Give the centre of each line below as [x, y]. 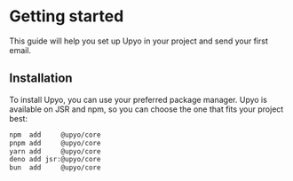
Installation [41, 79]
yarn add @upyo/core [55, 151]
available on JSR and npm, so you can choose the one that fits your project [146, 109]
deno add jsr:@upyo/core [55, 160]
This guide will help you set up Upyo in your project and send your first [139, 41]
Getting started [67, 16]
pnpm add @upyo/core [55, 143]
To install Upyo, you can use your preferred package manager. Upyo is [139, 99]
